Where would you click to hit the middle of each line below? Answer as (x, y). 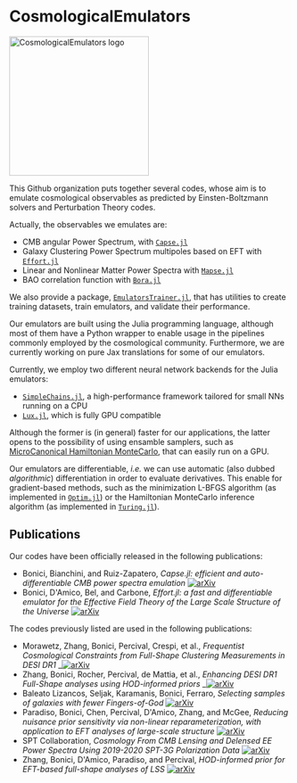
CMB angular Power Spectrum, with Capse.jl (105, 242)
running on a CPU (55, 405)
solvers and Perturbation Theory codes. (82, 207)
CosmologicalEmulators (100, 16)
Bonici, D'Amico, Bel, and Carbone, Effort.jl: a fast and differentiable (147, 592)
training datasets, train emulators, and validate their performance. (130, 306)
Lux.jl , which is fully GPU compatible (91, 415)
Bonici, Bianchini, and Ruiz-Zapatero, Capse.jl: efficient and (132, 573)
